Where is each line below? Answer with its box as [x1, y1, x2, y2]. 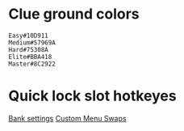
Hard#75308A [8, 45, 48, 53]
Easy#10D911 [8, 32, 48, 40]
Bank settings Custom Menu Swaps [8, 113, 127, 123]
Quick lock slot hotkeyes [8, 87, 177, 105]
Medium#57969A [8, 38, 56, 47]
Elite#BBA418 [8, 53, 52, 61]
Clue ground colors [8, 5, 140, 23]
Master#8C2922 [8, 60, 56, 68]
